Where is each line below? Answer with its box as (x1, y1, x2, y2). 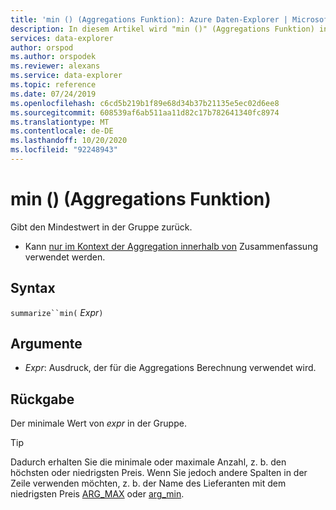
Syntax (10, 280, 56, 297)
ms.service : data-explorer (10, 71, 123, 81)
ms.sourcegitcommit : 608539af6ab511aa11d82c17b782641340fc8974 (10, 107, 280, 118)
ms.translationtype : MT (10, 117, 110, 127)
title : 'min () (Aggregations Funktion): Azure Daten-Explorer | (10, 14, 288, 25)
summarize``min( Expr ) (10, 306, 104, 318)
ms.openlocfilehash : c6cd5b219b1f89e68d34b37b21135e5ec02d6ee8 (10, 98, 280, 108)
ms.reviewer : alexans (10, 61, 101, 71)
